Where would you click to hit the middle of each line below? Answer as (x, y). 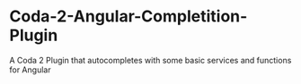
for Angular (30, 70)
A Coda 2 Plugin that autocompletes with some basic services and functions (150, 60)
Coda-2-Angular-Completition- (128, 17)
